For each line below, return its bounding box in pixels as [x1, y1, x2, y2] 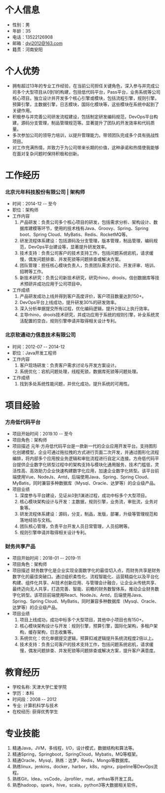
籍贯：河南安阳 [12, 46, 43, 52]
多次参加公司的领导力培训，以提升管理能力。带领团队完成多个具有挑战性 [12, 132, 159, 138]
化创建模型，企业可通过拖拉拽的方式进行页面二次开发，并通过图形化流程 [12, 450, 159, 455]
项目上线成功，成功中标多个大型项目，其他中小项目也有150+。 [19, 617, 146, 623]
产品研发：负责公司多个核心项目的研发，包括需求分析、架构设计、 [19, 219, 154, 225]
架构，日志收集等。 [36, 629, 76, 635]
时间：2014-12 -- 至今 [12, 201, 57, 207]
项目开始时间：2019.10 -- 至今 [12, 431, 73, 437]
